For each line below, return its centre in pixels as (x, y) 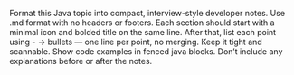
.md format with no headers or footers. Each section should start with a (142, 23)
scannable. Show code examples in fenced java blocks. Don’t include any (146, 52)
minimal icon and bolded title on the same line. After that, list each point (143, 32)
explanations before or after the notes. (81, 61)
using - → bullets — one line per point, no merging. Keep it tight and (136, 42)
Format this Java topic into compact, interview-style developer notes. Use (147, 13)
